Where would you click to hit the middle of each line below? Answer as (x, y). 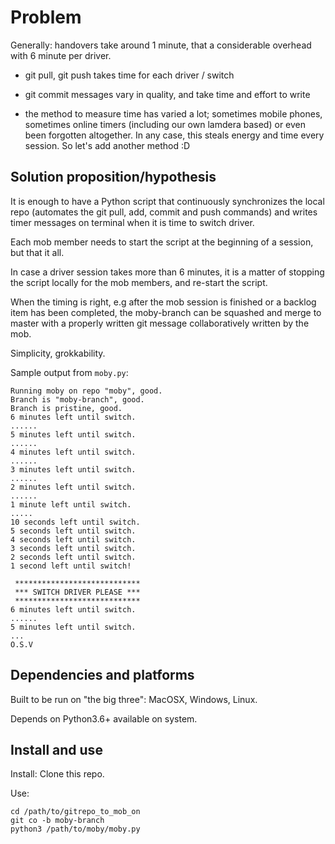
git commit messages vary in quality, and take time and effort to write (167, 94)
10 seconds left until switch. (75, 522)
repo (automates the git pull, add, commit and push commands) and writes (164, 212)
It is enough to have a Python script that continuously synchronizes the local (167, 201)
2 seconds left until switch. (73, 557)
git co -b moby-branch (57, 821)
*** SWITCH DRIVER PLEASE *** (77, 592)
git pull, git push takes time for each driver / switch (129, 75)
